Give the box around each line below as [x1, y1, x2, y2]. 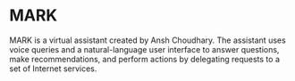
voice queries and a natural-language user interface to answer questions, [9, 44, 280, 54]
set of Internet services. [9, 63, 97, 74]
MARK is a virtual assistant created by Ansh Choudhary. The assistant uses [9, 35, 286, 45]
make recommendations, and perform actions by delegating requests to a [9, 53, 280, 64]
